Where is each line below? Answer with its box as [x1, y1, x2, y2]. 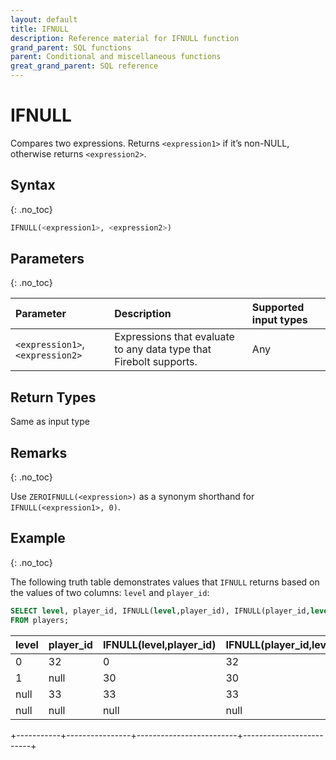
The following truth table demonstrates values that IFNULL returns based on [10, 576, 320, 588]
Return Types [10, 389, 97, 406]
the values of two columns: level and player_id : [10, 586, 210, 598]
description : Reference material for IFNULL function [10, 33, 240, 43]
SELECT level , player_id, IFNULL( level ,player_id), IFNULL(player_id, [10, 606, 311, 616]
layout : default [10, 14, 78, 25]
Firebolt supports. [114, 355, 198, 369]
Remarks [10, 444, 68, 461]
